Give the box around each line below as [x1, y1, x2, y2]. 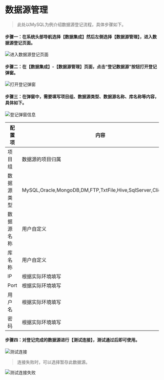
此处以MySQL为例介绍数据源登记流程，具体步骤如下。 [17, 21, 126, 27]
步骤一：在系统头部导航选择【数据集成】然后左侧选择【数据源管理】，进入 [5, 34, 153, 40]
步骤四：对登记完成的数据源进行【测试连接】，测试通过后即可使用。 [5, 337, 140, 343]
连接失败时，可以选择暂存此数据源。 [17, 359, 90, 365]
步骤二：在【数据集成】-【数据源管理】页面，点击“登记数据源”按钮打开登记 [5, 63, 157, 69]
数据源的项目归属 [21, 156, 61, 163]
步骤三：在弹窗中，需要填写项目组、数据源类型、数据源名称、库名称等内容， [5, 93, 159, 99]
